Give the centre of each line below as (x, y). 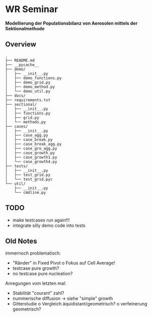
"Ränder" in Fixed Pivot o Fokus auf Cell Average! (64, 263)
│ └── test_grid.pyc (29, 179)
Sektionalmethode (25, 28)
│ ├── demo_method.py (30, 87)
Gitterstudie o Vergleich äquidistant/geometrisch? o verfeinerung (80, 304)
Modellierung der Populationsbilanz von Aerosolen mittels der (71, 23)
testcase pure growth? (36, 268)
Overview (21, 45)
